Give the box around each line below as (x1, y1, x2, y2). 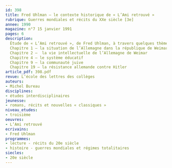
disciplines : (5, 88, 33, 94)
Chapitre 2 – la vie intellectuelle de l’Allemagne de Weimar (10, 50, 147, 55)
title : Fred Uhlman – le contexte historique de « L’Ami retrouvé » (5, 12, 155, 17)
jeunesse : (5, 98, 27, 103)
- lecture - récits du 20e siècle (5, 141, 79, 146)
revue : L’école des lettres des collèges (5, 74, 95, 79)
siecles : (5, 151, 24, 156)
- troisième (5, 112, 31, 118)
